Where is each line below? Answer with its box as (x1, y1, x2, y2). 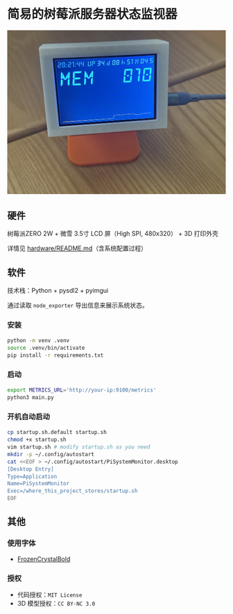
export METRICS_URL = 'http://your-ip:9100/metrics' (7, 387, 157, 394)
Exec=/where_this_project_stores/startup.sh (7, 487, 138, 494)
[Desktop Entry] (7, 465, 54, 473)
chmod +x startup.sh (7, 436, 67, 444)
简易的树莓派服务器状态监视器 (7, 6, 178, 22)
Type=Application (7, 473, 58, 480)
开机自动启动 (7, 412, 51, 421)
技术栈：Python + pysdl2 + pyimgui (7, 286, 109, 295)
